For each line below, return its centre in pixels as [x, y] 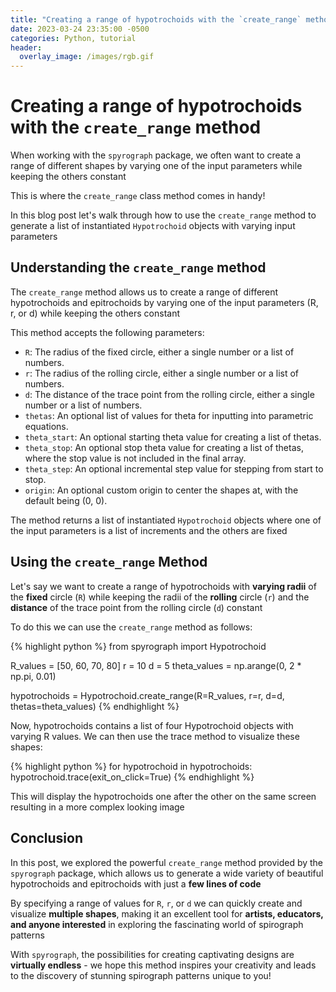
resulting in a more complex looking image [97, 807]
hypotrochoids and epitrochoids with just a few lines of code [136, 883]
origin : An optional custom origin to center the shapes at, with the [161, 490]
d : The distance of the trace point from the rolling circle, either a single [169, 394]
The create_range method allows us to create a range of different [144, 292]
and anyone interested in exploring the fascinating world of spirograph [157, 924]
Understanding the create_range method [138, 267]
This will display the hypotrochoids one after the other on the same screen [163, 796]
